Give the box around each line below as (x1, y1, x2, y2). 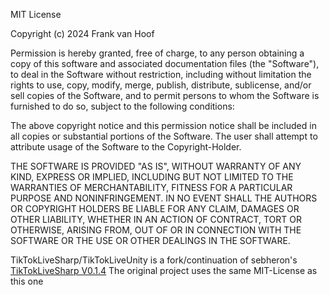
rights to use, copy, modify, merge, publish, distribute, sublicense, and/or (10, 79, 312, 91)
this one (10, 275, 44, 287)
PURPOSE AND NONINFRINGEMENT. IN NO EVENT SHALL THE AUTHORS (10, 192, 318, 204)
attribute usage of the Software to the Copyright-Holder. (10, 141, 242, 153)
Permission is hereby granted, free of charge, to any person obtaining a (10, 47, 305, 59)
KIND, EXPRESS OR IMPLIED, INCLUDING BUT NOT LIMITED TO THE (10, 171, 294, 183)
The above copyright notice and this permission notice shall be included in (10, 120, 317, 131)
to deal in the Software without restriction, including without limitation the (10, 69, 312, 80)
